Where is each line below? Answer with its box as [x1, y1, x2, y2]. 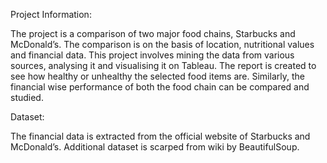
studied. [10, 92, 44, 103]
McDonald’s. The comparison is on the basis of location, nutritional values [10, 39, 315, 50]
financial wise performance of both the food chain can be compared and [10, 81, 310, 93]
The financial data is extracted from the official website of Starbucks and [10, 130, 311, 142]
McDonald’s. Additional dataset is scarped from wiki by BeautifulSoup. [10, 141, 300, 153]
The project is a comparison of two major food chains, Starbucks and [10, 28, 296, 39]
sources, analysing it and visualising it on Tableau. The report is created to [10, 60, 317, 71]
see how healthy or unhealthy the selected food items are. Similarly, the [10, 70, 305, 82]
